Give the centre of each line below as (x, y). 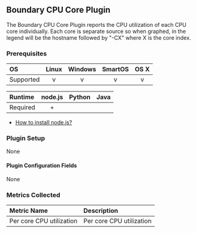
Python (80, 97)
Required (22, 107)
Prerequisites (27, 53)
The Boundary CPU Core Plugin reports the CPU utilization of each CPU (96, 24)
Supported (25, 80)
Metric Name (29, 210)
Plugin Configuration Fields (42, 165)
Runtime (22, 97)
